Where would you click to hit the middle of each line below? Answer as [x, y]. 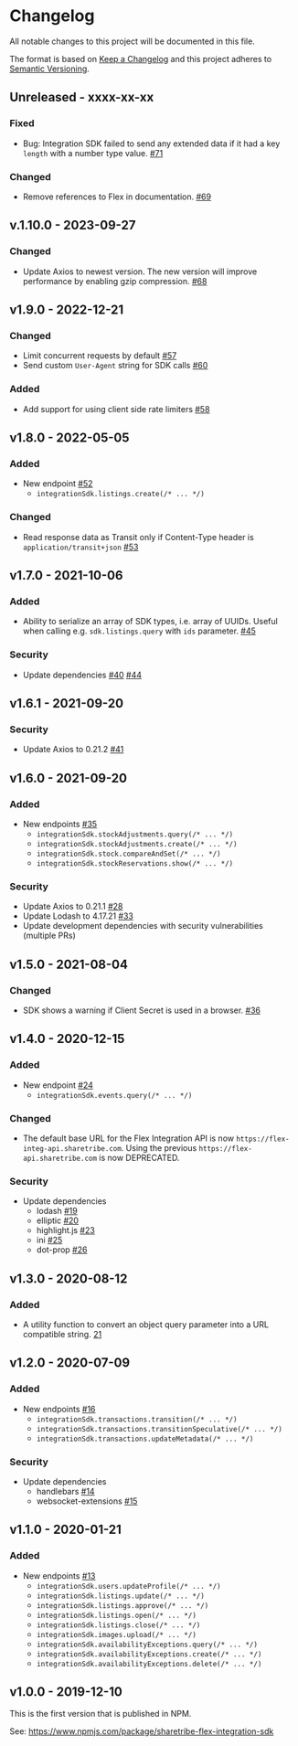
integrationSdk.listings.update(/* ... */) [121, 1596]
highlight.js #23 [66, 1230]
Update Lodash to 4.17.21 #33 [78, 916]
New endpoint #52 [58, 484]
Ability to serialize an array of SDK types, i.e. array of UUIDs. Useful [150, 622]
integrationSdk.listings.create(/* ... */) [121, 495]
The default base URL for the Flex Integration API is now [128, 1138]
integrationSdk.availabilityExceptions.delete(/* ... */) [149, 1664]
